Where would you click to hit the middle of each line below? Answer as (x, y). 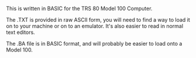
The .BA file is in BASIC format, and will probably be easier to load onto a (94, 44)
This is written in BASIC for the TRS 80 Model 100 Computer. (79, 8)
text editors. (21, 32)
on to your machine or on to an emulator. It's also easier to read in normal (95, 26)
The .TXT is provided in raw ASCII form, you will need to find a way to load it (98, 20)
